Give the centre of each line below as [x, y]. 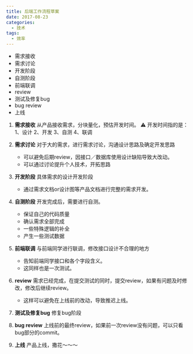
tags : [13, 33]
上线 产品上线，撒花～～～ [46, 345]
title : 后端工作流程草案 [33, 11]
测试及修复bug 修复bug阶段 [48, 313]
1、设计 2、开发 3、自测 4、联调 [53, 132]
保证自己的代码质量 [46, 214]
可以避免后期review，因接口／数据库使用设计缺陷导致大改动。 [98, 157]
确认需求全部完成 [44, 221]
